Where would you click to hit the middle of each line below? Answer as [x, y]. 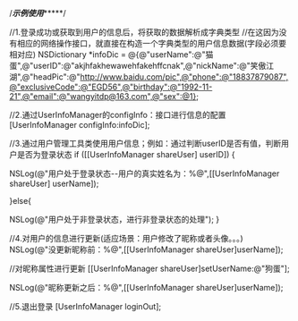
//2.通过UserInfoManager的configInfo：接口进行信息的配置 [118, 115]
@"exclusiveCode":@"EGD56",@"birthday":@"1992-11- [111, 87]
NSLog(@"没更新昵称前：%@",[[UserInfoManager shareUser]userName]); [146, 249]
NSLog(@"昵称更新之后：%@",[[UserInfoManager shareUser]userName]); [146, 287]
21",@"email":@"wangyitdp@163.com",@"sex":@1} [103, 96]
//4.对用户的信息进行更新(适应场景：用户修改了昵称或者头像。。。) [126, 238]
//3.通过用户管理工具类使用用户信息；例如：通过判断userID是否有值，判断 [145, 143]
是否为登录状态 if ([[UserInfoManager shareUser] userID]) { [126, 154]
